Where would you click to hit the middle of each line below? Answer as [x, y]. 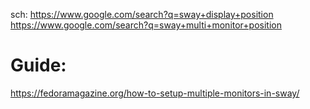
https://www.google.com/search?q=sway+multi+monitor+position [146, 25]
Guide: [38, 65]
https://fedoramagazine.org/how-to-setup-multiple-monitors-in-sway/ [155, 93]
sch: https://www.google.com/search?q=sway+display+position [142, 14]
